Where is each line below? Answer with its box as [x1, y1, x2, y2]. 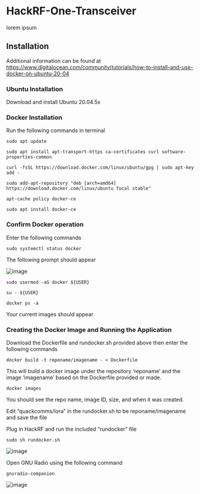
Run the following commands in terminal [6, 127, 106, 134]
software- [161, 149, 186, 155]
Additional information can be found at [6, 57, 101, 64]
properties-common [6, 154, 52, 160]
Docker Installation [6, 113, 63, 121]
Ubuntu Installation [6, 85, 63, 93]
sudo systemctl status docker [6, 245, 82, 252]
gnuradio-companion [6, 471, 55, 477]
